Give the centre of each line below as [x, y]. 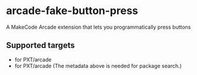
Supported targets [41, 45]
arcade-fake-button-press [72, 11]
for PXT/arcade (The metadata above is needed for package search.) [98, 66]
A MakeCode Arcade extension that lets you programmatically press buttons [98, 27]
